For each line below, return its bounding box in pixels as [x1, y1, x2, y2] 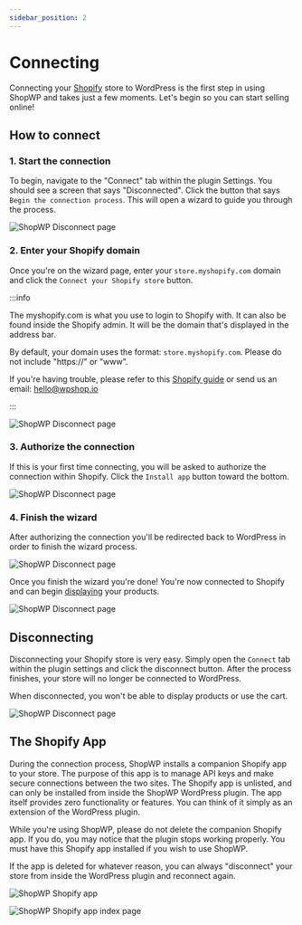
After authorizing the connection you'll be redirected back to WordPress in [9, 531, 287, 543]
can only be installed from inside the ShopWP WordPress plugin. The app [9, 787, 282, 797]
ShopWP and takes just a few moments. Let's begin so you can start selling [9, 91, 289, 102]
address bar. [9, 329, 56, 339]
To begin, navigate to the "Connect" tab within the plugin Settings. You [9, 176, 273, 186]
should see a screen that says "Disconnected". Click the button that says [9, 185, 280, 195]
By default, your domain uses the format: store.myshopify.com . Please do [9, 346, 282, 358]
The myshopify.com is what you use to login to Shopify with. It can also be [9, 310, 287, 320]
